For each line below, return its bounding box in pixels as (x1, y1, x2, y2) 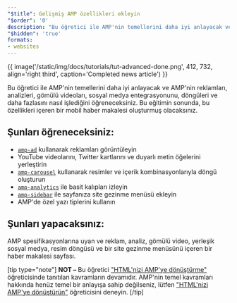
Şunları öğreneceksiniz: (7, 126, 114, 138)
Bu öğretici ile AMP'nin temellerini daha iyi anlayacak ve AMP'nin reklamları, (7, 84, 228, 92)
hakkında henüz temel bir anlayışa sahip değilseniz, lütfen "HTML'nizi (7, 280, 209, 289)
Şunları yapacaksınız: (7, 218, 104, 230)
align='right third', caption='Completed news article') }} (7, 70, 168, 78)
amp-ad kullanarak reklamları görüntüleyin (17, 145, 138, 154)
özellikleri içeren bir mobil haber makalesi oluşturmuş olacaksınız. (7, 106, 198, 114)
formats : (7, 37, 33, 44)
